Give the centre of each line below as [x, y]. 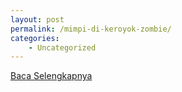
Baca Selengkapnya [51, 76]
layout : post [37, 19]
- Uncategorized [62, 47]
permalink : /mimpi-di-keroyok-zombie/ [91, 29]
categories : [35, 38]
